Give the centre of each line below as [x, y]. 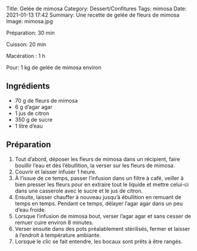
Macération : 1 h [26, 56]
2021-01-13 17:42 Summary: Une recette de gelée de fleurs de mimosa [93, 15]
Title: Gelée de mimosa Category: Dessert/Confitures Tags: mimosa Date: [96, 9]
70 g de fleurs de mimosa [46, 100]
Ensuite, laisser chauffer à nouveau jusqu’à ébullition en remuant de [98, 197]
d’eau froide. [30, 210]
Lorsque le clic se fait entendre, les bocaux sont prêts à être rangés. [99, 241]
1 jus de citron [32, 113]
